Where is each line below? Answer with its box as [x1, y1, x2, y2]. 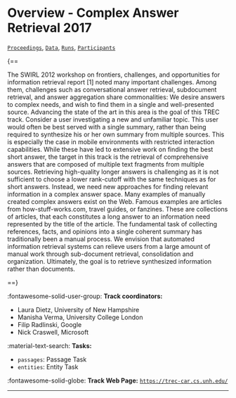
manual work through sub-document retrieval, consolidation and [7, 250, 194, 258]
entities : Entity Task [17, 362, 79, 371]
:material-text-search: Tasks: [7, 341, 92, 349]
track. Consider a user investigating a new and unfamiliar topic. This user [7, 115, 219, 124]
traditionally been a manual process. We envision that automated [7, 234, 195, 243]
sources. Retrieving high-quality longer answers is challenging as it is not [7, 167, 219, 176]
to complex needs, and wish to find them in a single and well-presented [7, 100, 214, 108]
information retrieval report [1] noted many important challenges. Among [7, 77, 217, 86]
